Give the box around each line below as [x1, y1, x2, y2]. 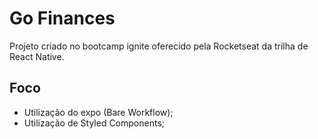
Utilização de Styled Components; [23, 117, 166, 129]
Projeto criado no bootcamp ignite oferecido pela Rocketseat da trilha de [9, 40, 309, 52]
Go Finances [9, 7, 116, 30]
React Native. [9, 50, 65, 62]
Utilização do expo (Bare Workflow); [23, 106, 174, 118]
